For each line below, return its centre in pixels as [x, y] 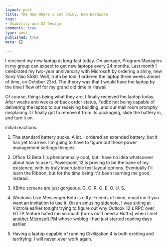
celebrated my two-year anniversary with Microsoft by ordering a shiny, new [84, 71]
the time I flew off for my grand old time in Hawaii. [57, 87]
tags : [11, 19]
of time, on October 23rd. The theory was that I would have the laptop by [80, 82]
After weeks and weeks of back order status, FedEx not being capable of [80, 102]
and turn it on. [19, 118]
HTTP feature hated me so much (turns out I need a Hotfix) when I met [85, 213]
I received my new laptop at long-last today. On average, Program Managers [83, 61]
